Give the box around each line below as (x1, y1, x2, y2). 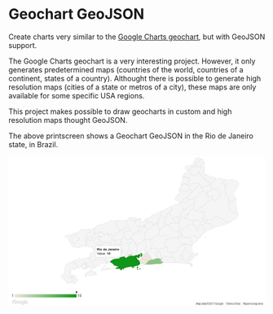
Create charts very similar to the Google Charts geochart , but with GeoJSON (8, 32, 266, 41)
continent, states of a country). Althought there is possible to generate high (8, 73, 262, 83)
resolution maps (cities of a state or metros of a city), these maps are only (8, 82, 257, 92)
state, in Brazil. (8, 139, 59, 149)
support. (8, 40, 37, 50)
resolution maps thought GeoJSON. (8, 115, 128, 124)
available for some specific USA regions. (8, 90, 145, 100)
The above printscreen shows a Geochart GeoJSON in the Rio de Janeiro (8, 131, 254, 141)
